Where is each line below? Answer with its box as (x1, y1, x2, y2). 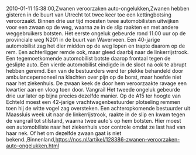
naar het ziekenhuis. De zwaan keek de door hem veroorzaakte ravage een (6, 80, 187, 87)
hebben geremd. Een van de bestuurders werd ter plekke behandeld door (6, 68, 184, 74)
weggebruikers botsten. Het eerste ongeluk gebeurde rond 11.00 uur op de (6, 30, 186, 37)
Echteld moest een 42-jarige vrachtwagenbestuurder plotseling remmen (6, 99, 180, 105)
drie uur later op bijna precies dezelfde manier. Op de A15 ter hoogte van (6, 92, 181, 99)
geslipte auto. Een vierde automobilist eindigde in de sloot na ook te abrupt (6, 61, 187, 68)
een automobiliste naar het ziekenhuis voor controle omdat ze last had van (6, 123, 186, 130)
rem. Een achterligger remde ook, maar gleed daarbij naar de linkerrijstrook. (6, 49, 189, 55)
